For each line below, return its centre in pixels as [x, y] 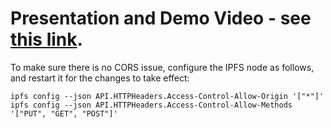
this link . [46, 39]
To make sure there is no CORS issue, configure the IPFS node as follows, [162, 67]
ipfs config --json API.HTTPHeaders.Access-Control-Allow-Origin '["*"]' [167, 96]
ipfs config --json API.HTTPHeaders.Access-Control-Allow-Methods [151, 105]
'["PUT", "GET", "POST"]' [64, 113]
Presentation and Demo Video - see [161, 18]
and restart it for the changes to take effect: [100, 78]
